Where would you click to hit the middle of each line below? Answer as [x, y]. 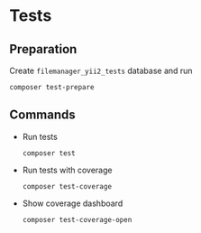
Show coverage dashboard [73, 203]
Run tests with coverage [67, 170]
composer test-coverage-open [77, 219]
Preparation [43, 49]
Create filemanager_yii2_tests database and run [101, 70]
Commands [43, 115]
